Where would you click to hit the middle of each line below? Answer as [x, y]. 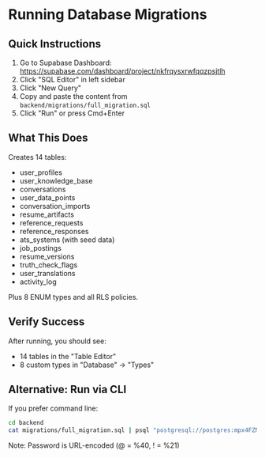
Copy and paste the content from [73, 96]
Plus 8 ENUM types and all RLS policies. [73, 297]
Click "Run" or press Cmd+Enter [72, 113]
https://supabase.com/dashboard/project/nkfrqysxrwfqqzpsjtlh [123, 71]
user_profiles [41, 172]
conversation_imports [55, 206]
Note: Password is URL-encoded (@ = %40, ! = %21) [94, 445]
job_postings [40, 248]
